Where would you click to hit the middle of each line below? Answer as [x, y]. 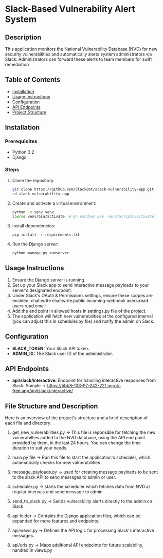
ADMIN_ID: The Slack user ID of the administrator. [63, 353]
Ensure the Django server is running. [49, 280]
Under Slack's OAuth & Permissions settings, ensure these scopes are [82, 295]
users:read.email [29, 306]
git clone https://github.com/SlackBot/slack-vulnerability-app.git [83, 189]
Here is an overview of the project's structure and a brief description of [76, 418]
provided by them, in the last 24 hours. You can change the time [76, 443]
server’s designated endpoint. [42, 290]
